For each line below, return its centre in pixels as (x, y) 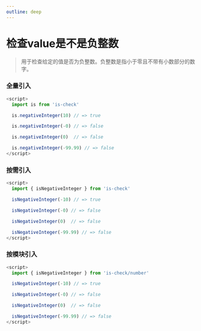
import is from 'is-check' (45, 104)
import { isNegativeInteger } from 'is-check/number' (80, 273)
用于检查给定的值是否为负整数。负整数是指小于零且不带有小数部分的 (105, 61)
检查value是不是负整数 (63, 43)
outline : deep (24, 12)
